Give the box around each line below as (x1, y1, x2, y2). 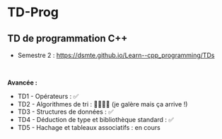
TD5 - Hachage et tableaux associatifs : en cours (17, 123, 160, 131)
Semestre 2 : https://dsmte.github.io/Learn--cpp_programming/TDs (17, 51, 215, 59)
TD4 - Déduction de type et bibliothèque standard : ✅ (17, 116, 175, 123)
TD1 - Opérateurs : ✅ (17, 92, 79, 100)
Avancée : (7, 78, 37, 87)
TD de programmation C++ (7, 32, 128, 44)
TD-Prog (7, 4, 59, 20)
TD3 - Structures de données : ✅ (17, 107, 115, 116)
